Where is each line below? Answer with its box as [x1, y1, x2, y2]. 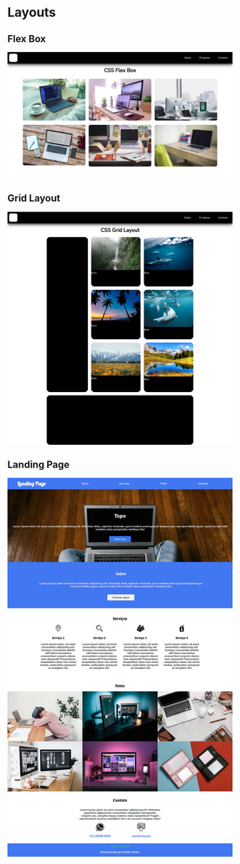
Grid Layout [7, 192, 61, 204]
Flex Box [7, 33, 46, 45]
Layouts [7, 4, 56, 21]
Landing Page [7, 458, 70, 471]
